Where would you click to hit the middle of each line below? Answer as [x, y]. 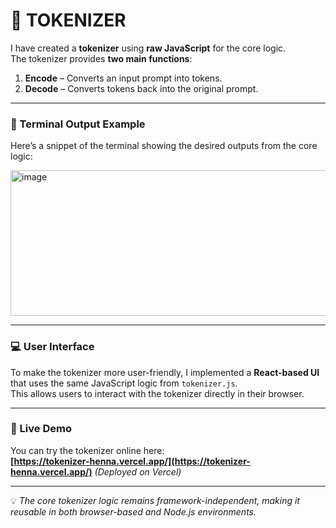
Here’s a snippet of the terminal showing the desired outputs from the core [164, 146]
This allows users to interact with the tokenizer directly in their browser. [157, 393]
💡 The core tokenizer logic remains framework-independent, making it [155, 500]
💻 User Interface [52, 347]
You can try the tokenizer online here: [87, 450]
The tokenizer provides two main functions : [101, 58]
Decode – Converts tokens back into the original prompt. [141, 88]
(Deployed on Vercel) [138, 471]
